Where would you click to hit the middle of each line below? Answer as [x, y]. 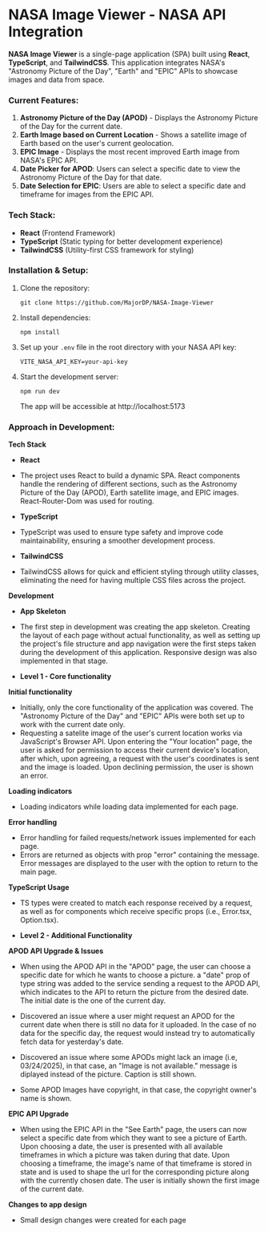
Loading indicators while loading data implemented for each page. [129, 807]
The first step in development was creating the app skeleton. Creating [135, 627]
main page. [38, 872]
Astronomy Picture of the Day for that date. [91, 177]
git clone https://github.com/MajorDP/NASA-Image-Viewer [117, 302]
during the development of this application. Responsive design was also [138, 653]
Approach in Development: [62, 426]
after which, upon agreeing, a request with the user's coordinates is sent [140, 758]
